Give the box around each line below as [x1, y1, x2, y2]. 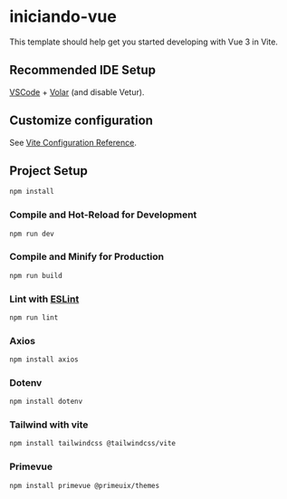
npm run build [9, 271, 63, 280]
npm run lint [9, 312, 59, 322]
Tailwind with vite [9, 418, 89, 431]
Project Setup [9, 163, 89, 178]
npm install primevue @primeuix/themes [9, 481, 160, 490]
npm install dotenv [9, 397, 83, 407]
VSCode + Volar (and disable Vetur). [9, 86, 145, 97]
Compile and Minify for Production [9, 251, 165, 264]
